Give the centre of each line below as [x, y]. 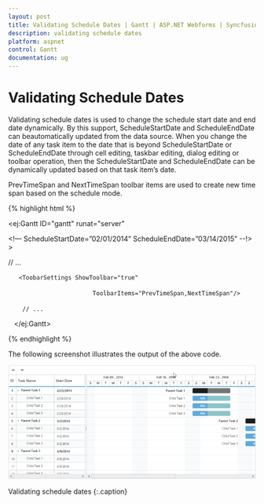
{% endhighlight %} [40, 338]
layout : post [29, 16]
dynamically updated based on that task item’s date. [92, 170]
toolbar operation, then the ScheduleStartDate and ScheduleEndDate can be [132, 161]
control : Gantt [33, 50]
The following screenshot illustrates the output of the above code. [115, 354]
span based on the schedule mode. [65, 193]
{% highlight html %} [42, 208]
